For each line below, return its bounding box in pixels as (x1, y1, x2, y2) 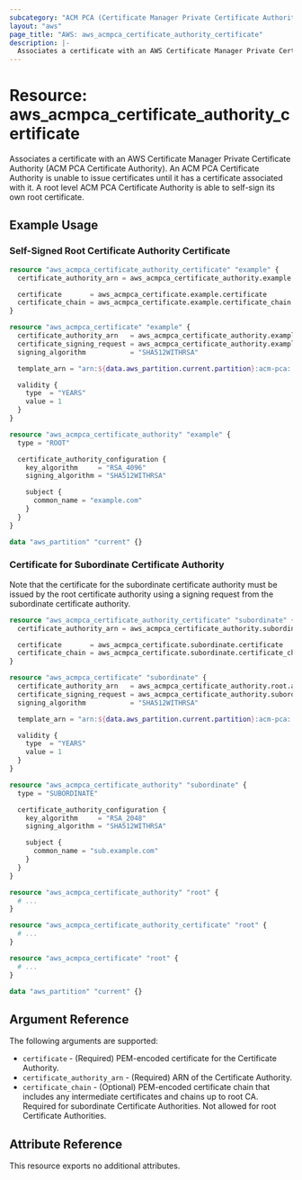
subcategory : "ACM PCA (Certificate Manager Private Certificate (9, 13, 259, 23)
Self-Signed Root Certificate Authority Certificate (9, 245, 231, 257)
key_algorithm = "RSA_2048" (25, 814, 147, 823)
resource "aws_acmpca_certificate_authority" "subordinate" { (9, 780, 247, 789)
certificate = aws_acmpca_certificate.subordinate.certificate (17, 640, 283, 649)
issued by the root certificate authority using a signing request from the (9, 589, 274, 599)
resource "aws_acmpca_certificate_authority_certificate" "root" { (9, 921, 268, 930)
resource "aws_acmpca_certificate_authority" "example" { (9, 429, 231, 439)
